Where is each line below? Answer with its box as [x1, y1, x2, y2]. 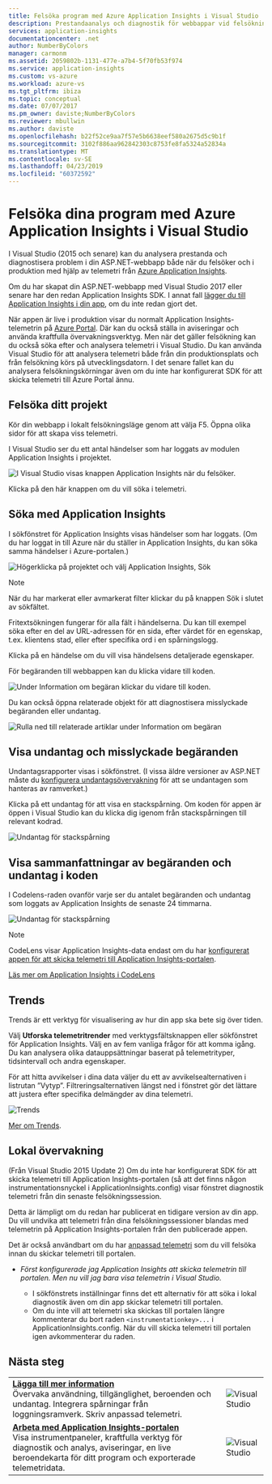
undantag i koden [8, 868, 99, 882]
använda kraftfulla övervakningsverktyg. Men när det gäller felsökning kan [8, 331, 257, 341]
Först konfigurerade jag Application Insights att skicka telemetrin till [19, 1264, 247, 1274]
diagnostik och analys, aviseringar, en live [12, 1442, 172, 1453]
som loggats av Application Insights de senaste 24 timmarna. [8, 899, 212, 908]
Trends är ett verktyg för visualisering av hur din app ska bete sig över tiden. [8, 1015, 263, 1024]
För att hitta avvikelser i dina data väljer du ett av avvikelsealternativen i [8, 1072, 247, 1082]
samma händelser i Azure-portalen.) [8, 546, 130, 555]
